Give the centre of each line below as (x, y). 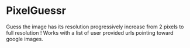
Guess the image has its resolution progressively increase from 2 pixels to (95, 27)
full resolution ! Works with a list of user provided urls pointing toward (90, 32)
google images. (25, 39)
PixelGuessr (36, 11)
